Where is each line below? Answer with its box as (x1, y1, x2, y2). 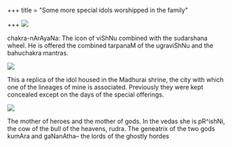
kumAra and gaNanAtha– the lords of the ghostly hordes (7, 132, 170, 140)
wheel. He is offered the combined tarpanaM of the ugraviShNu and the (7, 41, 214, 50)
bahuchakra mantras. (7, 49, 68, 57)
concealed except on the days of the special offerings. (7, 90, 164, 99)
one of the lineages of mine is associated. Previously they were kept (7, 83, 204, 91)
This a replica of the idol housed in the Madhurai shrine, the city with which (7, 76, 224, 83)
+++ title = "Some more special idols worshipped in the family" (7, 6, 189, 14)
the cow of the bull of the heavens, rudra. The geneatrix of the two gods (7, 125, 215, 132)
